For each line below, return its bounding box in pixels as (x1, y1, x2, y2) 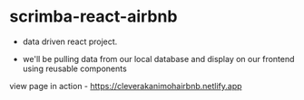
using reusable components (22, 63, 127, 74)
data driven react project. (22, 36, 118, 47)
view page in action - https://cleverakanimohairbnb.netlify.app (9, 80, 242, 91)
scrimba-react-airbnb (9, 6, 178, 27)
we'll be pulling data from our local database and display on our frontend (22, 53, 295, 64)
